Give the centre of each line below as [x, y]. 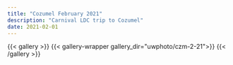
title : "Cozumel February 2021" [55, 14]
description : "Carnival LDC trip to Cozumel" [75, 20]
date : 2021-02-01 [33, 27]
